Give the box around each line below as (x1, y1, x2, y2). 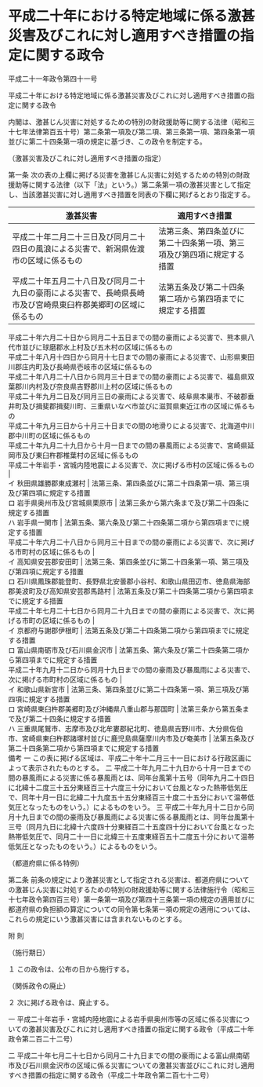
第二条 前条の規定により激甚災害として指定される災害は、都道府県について (8, 875, 250, 884)
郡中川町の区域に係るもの (8, 430, 91, 440)
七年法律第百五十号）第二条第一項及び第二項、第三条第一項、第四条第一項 (14, 126, 255, 136)
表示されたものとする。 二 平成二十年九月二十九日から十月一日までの (27, 763, 252, 772)
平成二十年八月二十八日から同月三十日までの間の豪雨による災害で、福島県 (8, 371, 248, 381)
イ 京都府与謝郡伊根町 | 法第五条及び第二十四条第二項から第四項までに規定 (8, 625, 250, 635)
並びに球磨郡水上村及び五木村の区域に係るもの (21, 342, 173, 352)
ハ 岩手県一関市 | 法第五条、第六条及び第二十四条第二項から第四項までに (8, 518, 243, 527)
